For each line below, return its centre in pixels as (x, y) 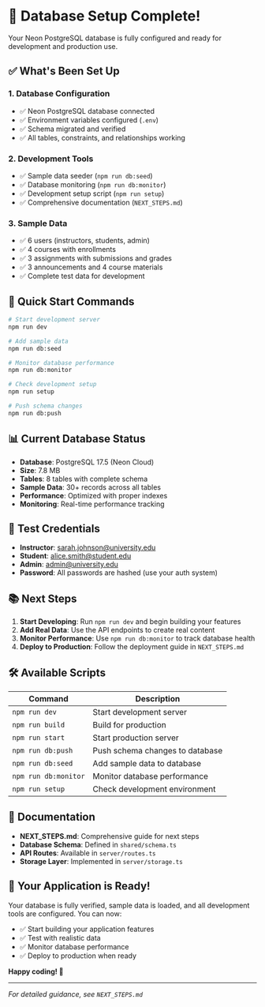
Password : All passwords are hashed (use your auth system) (119, 573)
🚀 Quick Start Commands (71, 301)
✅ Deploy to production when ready (78, 956)
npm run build (39, 725)
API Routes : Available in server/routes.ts (88, 853)
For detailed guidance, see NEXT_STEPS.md (76, 994)
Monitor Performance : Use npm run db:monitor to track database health (137, 638)
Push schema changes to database (158, 751)
